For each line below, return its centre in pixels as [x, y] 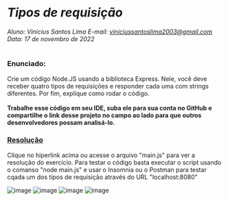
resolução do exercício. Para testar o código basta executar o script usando [114, 162]
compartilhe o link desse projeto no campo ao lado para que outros [104, 115]
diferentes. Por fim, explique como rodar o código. [78, 93]
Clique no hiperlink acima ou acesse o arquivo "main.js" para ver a [101, 155]
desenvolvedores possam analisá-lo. [61, 122]
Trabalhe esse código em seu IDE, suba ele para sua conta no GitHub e [110, 108]
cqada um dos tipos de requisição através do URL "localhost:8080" [102, 177]
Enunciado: [26, 64]
